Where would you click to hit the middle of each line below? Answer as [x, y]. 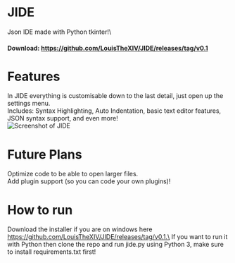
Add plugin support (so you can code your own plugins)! [89, 181]
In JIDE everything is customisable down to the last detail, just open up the [115, 96]
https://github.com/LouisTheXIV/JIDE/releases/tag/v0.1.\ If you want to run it [118, 237]
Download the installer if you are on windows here [80, 229]
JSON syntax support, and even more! [63, 118]
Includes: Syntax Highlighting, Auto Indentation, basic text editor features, [114, 111]
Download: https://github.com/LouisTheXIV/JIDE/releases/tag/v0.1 [108, 48]
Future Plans [45, 154]
